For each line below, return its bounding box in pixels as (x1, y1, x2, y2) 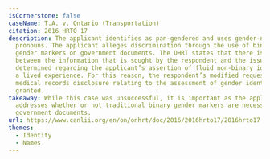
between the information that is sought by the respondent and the (15, 57, 247, 65)
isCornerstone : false (8, 11, 81, 20)
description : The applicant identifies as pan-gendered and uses (8, 34, 231, 43)
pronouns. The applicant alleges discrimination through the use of (15, 42, 250, 50)
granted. (15, 86, 45, 95)
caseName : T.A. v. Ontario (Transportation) (8, 19, 160, 27)
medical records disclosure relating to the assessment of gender (15, 79, 243, 87)
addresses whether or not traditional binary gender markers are (15, 101, 239, 109)
